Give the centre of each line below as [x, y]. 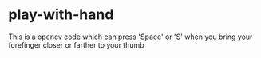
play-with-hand [61, 15]
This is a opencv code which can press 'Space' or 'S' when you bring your [130, 37]
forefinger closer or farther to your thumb [77, 44]
